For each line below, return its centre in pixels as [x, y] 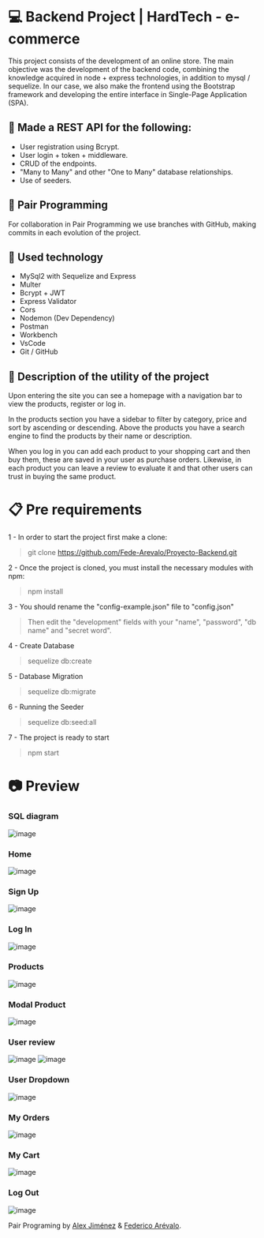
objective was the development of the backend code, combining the [119, 69]
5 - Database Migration [46, 677]
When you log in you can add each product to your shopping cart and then [129, 452]
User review [32, 1042]
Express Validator [48, 302]
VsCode [32, 343]
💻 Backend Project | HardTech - [115, 17]
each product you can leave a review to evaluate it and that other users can [130, 468]
